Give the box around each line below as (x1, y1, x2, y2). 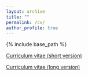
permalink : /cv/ (6, 19, 45, 25)
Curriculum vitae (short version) (6, 52, 82, 59)
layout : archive (6, 8, 45, 15)
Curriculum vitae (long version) (6, 64, 80, 71)
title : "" (6, 14, 30, 20)
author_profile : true (6, 25, 58, 31)
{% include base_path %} (6, 41, 67, 48)
